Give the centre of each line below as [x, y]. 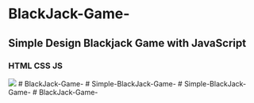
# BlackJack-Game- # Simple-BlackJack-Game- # [100, 83]
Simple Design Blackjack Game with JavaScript [127, 43]
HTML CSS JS [36, 66]
